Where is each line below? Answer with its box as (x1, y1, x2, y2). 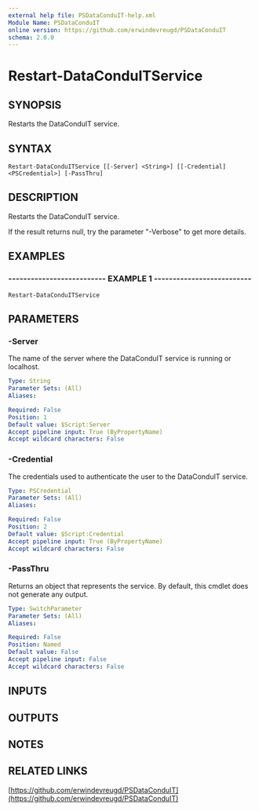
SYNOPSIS (8, 98, 62, 111)
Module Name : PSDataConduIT (8, 19, 100, 27)
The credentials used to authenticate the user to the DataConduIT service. (8, 472, 249, 481)
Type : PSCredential (8, 487, 72, 495)
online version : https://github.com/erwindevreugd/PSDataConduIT (8, 26, 226, 34)
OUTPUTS (8, 711, 59, 725)
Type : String (8, 378, 51, 385)
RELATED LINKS (8, 765, 88, 778)
